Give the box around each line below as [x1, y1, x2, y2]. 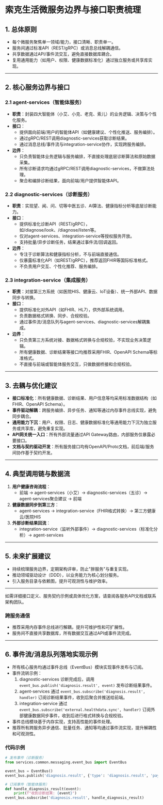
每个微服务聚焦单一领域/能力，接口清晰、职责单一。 [12, 39, 116, 45]
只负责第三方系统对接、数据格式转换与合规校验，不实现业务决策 [19, 337, 147, 343]
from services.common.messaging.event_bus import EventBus [5, 760, 127, 765]
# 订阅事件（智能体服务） [5, 782, 49, 787]
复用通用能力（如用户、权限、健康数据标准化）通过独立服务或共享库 [12, 57, 148, 63]
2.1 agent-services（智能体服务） [5, 99, 85, 106]
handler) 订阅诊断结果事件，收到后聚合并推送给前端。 [19, 694, 128, 700]
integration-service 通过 [19, 700, 68, 706]
